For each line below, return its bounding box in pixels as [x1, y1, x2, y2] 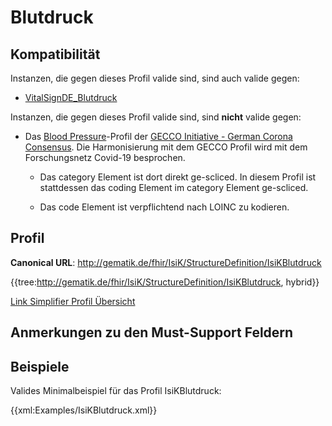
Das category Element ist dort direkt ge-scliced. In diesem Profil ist [39, 171, 317, 183]
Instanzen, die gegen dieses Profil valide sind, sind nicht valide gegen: [10, 111, 302, 123]
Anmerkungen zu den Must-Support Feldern [10, 324, 294, 341]
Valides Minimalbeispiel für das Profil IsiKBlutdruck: [10, 385, 222, 397]
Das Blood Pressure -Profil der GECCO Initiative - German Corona [24, 131, 293, 142]
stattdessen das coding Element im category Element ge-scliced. [39, 182, 309, 193]
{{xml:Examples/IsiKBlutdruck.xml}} [10, 404, 158, 416]
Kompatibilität [10, 46, 101, 63]
